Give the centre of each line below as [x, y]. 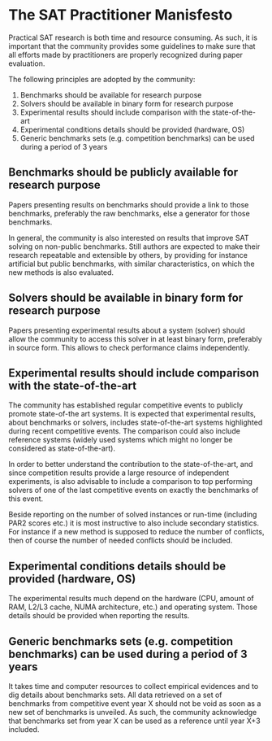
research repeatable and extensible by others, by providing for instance [128, 255]
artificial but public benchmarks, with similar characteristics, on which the [132, 264]
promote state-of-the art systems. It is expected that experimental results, [132, 414]
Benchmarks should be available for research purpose [111, 94]
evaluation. [27, 63]
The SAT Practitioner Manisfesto [121, 15]
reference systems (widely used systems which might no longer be [121, 440]
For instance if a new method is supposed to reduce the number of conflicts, [136, 532]
